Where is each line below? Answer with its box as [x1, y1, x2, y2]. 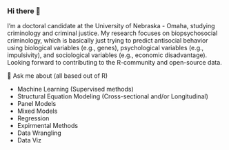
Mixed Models [17, 107, 58, 116]
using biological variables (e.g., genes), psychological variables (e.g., [7, 44, 204, 52]
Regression [17, 114, 50, 122]
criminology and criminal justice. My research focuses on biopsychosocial [7, 29, 218, 37]
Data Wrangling [17, 129, 62, 137]
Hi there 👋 [7, 6, 41, 16]
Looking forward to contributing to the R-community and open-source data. [7, 58, 222, 67]
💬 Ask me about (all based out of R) [7, 72, 108, 80]
